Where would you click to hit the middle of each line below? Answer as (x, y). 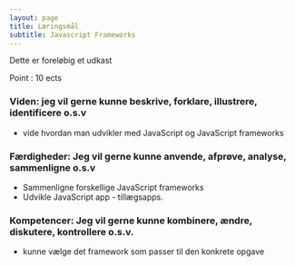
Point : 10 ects (35, 78)
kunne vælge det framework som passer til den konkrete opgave (143, 251)
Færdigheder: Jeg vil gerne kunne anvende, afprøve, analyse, (148, 156)
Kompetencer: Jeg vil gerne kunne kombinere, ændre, (131, 221)
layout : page (34, 18)
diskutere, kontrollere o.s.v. (72, 232)
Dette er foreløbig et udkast (61, 61)
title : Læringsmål (44, 26)
